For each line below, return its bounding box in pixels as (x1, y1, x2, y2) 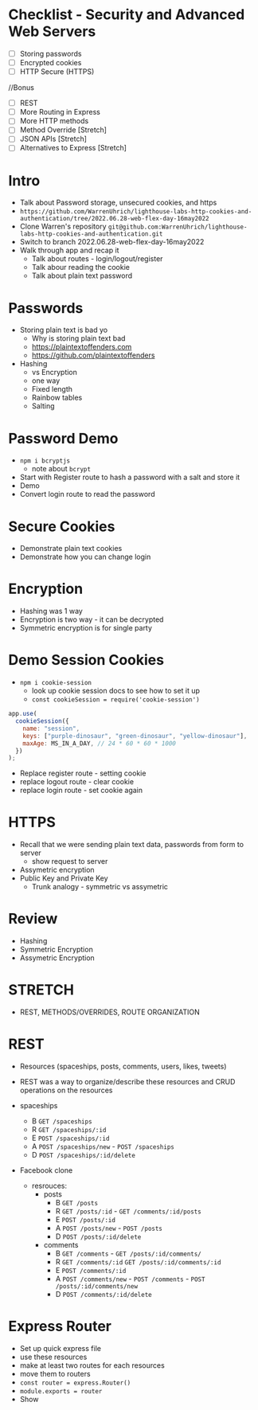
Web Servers (8, 22, 96, 41)
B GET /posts (55, 1198, 98, 1207)
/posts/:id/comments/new (55, 1283, 138, 1291)
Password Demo (8, 429, 119, 447)
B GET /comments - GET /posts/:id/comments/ (55, 1248, 201, 1258)
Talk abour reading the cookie (31, 263, 130, 272)
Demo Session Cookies (8, 651, 165, 670)
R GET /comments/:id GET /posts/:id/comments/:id (55, 1257, 221, 1267)
